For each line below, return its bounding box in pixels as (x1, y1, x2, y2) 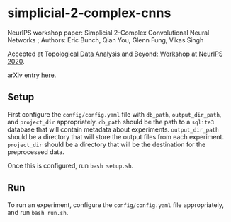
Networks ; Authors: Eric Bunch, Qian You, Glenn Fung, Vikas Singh (7, 35, 204, 44)
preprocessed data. (7, 147, 65, 156)
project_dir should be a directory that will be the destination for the (7, 140, 206, 148)
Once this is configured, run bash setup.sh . (7, 161, 134, 170)
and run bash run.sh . (7, 208, 69, 216)
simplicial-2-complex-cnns (7, 5, 171, 21)
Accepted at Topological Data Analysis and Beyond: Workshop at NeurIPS (7, 49, 223, 58)
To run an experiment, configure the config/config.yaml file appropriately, (7, 200, 225, 209)
